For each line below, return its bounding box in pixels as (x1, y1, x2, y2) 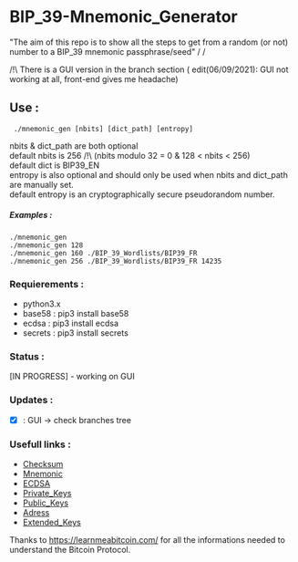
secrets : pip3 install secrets (22, 328, 129, 338)
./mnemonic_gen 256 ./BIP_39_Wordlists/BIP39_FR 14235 (9, 256, 222, 265)
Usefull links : (9, 438, 71, 451)
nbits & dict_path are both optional (9, 140, 139, 151)
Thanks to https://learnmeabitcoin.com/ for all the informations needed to (9, 534, 285, 545)
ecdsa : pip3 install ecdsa (22, 317, 119, 329)
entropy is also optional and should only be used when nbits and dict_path (9, 169, 289, 180)
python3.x (22, 298, 61, 309)
